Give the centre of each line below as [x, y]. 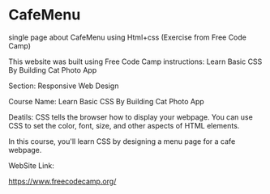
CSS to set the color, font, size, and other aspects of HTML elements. [124, 125]
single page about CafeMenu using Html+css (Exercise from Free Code [128, 37]
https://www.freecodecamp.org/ [62, 181]
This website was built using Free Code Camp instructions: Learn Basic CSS [135, 61]
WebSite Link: [32, 165]
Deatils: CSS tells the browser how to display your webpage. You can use [131, 117]
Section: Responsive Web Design [64, 86]
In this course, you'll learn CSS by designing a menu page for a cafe [122, 141]
